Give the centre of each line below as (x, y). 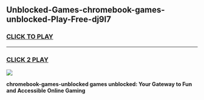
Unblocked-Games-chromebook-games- (86, 10)
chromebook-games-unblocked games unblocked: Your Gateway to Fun (99, 84)
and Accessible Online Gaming (46, 90)
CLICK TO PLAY (30, 37)
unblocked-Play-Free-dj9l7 (59, 20)
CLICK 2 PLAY (27, 59)
